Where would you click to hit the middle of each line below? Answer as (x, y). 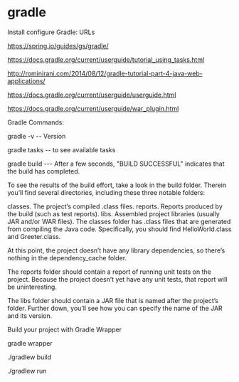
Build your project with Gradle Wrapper (65, 329)
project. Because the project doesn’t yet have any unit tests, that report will (117, 279)
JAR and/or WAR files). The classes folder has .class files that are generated (119, 221)
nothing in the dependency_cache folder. (67, 258)
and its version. (30, 315)
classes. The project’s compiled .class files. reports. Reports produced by (115, 206)
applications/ (26, 81)
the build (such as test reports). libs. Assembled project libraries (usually (114, 213)
